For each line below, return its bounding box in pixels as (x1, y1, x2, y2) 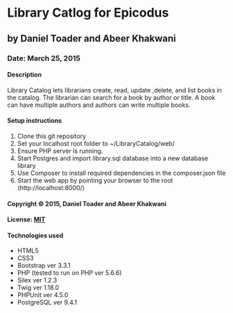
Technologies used (7, 231, 64, 239)
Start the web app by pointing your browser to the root (17, 176, 173, 185)
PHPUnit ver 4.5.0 (17, 291, 69, 299)
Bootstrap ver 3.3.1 (17, 262, 71, 270)
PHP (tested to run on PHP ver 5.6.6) (17, 269, 122, 277)
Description (7, 71, 42, 79)
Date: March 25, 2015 (7, 53, 81, 63)
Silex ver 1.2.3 (17, 276, 58, 285)
